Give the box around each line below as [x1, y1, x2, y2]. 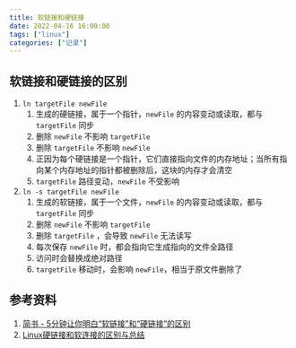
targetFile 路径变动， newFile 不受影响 [35, 176, 180, 187]
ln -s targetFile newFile [22, 187, 119, 197]
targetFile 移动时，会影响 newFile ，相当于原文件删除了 [35, 264, 243, 274]
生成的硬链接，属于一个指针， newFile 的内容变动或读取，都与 [35, 109, 263, 119]
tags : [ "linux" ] [9, 30, 70, 39]
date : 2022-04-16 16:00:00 [9, 22, 110, 30]
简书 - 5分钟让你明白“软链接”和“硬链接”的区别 [22, 318, 191, 328]
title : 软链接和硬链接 [9, 13, 85, 22]
